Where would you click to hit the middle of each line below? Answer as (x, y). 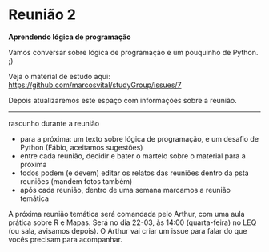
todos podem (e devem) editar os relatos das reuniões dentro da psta (134, 173)
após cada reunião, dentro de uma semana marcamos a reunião (125, 190)
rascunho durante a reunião (54, 123)
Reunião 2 (42, 15)
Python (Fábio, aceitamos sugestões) (81, 147)
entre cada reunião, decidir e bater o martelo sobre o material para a (132, 156)
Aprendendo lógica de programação (70, 37)
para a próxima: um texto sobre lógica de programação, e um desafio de (139, 138)
